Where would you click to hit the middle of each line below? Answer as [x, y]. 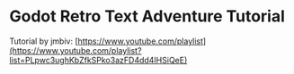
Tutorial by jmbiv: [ [44, 41]
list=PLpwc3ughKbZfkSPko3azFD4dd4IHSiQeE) [98, 60]
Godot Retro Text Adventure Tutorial [147, 16]
